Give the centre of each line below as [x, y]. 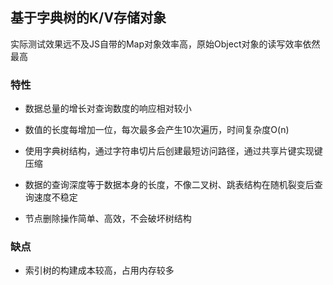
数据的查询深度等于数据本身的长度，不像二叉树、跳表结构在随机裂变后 [169, 185]
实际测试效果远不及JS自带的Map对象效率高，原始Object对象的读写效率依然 [165, 44]
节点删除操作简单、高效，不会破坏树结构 [108, 219]
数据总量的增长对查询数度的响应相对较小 [108, 109]
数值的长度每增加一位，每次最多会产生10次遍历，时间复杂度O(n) [157, 130]
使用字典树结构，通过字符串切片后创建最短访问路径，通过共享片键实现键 [173, 151]
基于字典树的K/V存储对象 [88, 18]
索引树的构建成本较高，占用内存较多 [99, 270]
